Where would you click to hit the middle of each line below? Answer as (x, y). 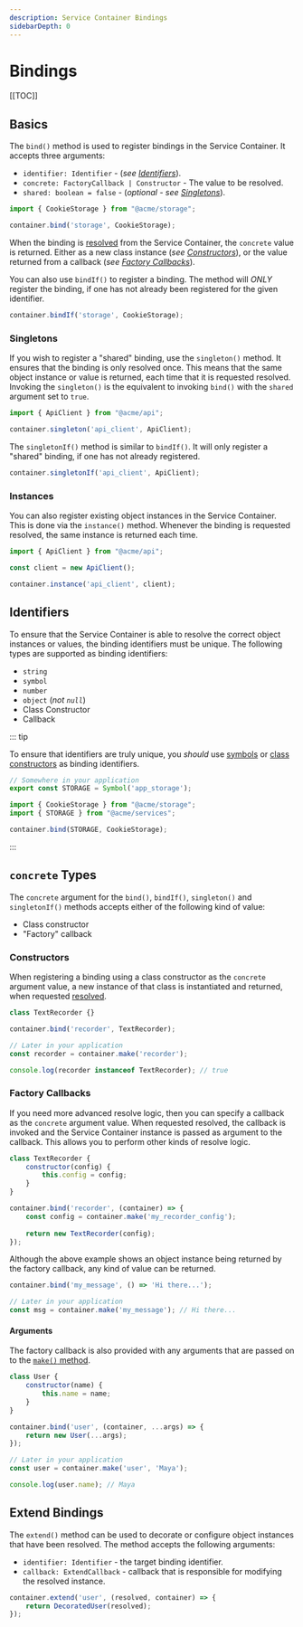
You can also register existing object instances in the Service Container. (143, 516)
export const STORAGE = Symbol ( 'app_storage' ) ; (101, 789)
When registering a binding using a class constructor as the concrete (138, 977)
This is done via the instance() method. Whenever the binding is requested (150, 525)
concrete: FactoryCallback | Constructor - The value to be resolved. (153, 183)
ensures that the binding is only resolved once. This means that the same (146, 368)
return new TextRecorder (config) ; (90, 1234)
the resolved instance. (64, 1581)
